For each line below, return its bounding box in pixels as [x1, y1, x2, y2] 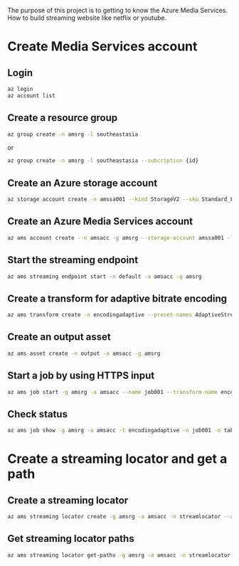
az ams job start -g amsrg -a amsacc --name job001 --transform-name [7, 388, 218, 395]
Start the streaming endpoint [7, 254, 139, 266]
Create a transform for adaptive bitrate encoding [7, 292, 228, 304]
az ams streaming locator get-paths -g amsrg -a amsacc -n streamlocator [7, 551, 231, 559]
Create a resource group [7, 112, 118, 124]
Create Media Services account [7, 38, 198, 55]
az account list [7, 92, 55, 99]
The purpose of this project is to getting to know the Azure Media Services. [7, 6, 228, 14]
